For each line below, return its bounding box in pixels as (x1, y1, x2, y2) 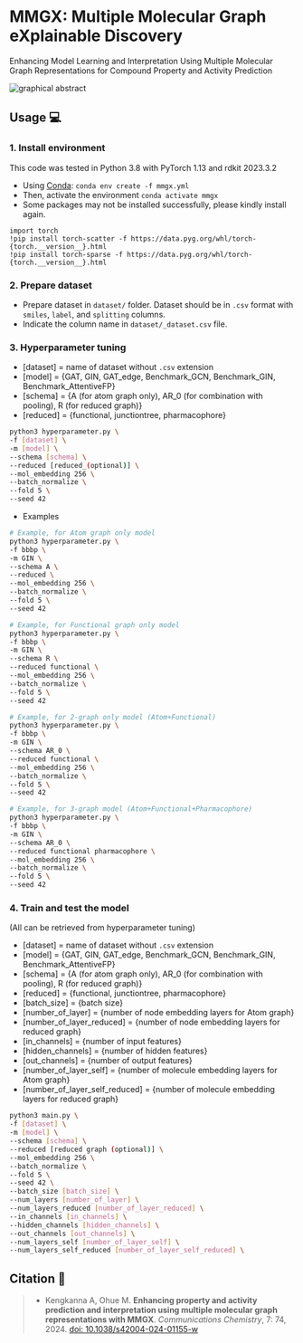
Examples (22, 511, 60, 522)
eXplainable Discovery (9, 25, 184, 46)
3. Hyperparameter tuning (9, 341, 127, 354)
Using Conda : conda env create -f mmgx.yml (22, 179, 190, 191)
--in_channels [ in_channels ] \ (9, 1212, 128, 1221)
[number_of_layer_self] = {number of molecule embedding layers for (22, 1065, 278, 1076)
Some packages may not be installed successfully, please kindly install (22, 199, 287, 210)
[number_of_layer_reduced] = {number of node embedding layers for (22, 1016, 280, 1028)
